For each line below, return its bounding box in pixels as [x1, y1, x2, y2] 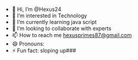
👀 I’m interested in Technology [11, 12, 88, 19]
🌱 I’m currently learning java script [11, 19, 97, 25]
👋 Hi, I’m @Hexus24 [11, 6, 62, 13]
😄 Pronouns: [11, 40, 45, 47]
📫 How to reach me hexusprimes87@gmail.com [11, 32, 132, 38]
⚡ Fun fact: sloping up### [11, 47, 76, 54]
